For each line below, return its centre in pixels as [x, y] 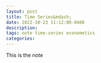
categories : [20, 38]
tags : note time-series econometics [50, 33]
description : [22, 28]
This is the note [25, 55]
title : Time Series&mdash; [39, 17]
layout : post [22, 11]
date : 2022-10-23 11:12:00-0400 [45, 22]
